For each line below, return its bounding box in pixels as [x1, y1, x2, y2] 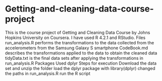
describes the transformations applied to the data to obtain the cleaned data [5, 50, 158, 56]
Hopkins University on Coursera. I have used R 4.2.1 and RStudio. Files [5, 35, 146, 40]
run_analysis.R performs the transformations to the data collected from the [5, 40, 154, 45]
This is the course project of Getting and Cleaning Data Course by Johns [5, 29, 150, 35]
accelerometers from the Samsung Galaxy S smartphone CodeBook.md [5, 45, 148, 51]
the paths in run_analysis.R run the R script [5, 70, 91, 76]
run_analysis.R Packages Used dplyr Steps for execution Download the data [5, 60, 157, 66]
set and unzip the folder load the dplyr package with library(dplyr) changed [5, 65, 156, 71]
